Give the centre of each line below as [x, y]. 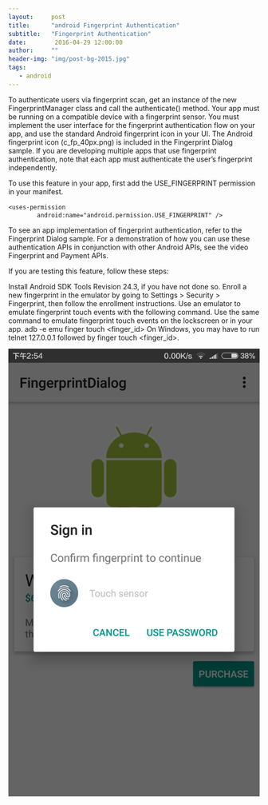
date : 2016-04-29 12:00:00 [66, 42]
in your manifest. [36, 191]
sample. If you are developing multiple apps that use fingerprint [112, 150]
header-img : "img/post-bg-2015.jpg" [69, 59]
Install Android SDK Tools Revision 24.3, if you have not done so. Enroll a [128, 286]
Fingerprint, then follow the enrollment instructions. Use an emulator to [124, 303]
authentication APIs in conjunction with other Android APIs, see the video [128, 247]
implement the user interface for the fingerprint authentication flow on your [132, 125]
